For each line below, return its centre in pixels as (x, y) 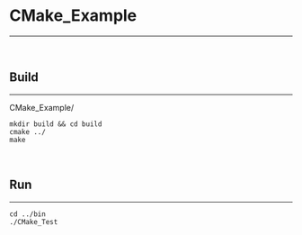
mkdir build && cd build (56, 124)
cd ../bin (28, 214)
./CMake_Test (34, 221)
